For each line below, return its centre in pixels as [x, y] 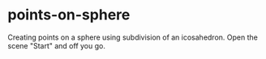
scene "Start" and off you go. [57, 45]
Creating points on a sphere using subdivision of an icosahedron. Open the [133, 37]
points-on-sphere [69, 15]
